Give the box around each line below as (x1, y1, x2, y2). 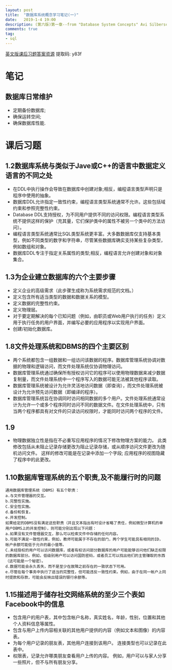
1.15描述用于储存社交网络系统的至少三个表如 (5, 590, 145, 599)
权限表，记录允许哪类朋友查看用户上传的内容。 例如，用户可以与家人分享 (12, 653, 167, 659)
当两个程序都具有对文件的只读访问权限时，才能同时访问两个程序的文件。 (12, 408, 165, 414)
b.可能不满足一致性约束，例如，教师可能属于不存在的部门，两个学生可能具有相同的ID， (5, 537, 163, 542)
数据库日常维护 (5, 93, 53, 101)
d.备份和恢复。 (5, 510, 33, 515)
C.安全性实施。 (5, 504, 33, 510)
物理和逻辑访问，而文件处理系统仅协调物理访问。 (21, 363, 125, 369)
